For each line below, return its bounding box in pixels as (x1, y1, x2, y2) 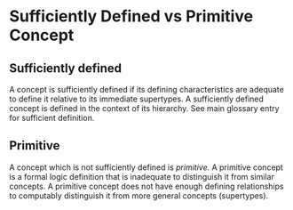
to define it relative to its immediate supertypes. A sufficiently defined (9, 93, 265, 104)
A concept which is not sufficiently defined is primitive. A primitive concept (9, 162, 284, 173)
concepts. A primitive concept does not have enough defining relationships (9, 181, 284, 191)
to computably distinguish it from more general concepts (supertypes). (9, 190, 269, 201)
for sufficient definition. (9, 113, 95, 123)
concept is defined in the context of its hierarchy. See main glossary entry (9, 103, 280, 113)
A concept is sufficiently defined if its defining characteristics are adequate (9, 85, 284, 94)
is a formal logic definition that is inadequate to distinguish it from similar (9, 171, 275, 182)
